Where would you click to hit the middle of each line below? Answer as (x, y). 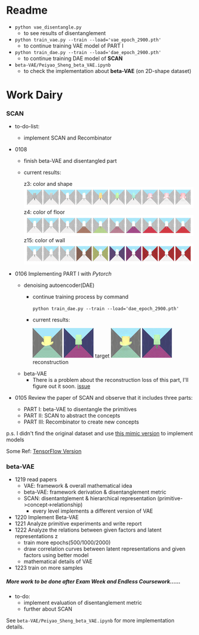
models (15, 440)
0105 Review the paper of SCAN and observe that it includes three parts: (104, 397)
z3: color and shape (48, 184)
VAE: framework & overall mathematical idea (78, 486)
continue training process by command (80, 296)
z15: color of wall (44, 240)
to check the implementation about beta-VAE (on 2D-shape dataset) (108, 71)
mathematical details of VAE (58, 561)
